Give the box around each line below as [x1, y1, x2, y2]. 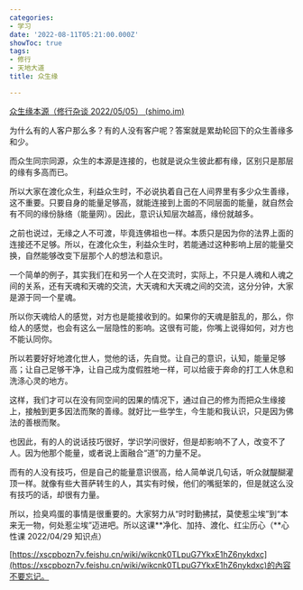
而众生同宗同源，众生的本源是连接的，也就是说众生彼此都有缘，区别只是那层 [9, 155, 294, 166]
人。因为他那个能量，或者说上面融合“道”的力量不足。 [9, 447, 207, 458]
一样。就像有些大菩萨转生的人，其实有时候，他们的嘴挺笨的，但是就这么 [16, 477, 286, 488]
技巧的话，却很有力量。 [16, 489, 105, 500]
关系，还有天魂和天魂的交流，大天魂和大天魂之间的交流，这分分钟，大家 [24, 281, 294, 291]
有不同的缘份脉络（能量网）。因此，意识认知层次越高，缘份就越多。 [9, 208, 259, 219]
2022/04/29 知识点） [26, 530, 106, 541]
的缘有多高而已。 [9, 166, 73, 177]
